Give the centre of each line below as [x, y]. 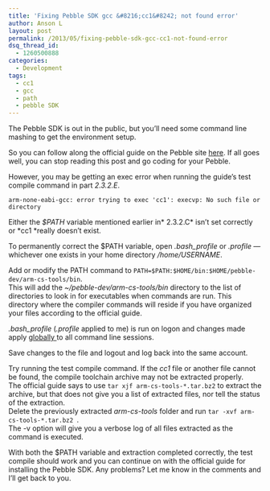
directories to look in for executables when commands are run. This [120, 296]
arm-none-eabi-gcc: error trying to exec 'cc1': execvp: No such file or [135, 200]
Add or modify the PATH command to [70, 270]
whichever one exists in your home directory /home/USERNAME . [115, 255]
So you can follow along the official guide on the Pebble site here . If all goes [134, 153]
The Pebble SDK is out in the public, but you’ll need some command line [128, 129]
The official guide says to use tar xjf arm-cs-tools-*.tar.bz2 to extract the [135, 386]
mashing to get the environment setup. [72, 137]
